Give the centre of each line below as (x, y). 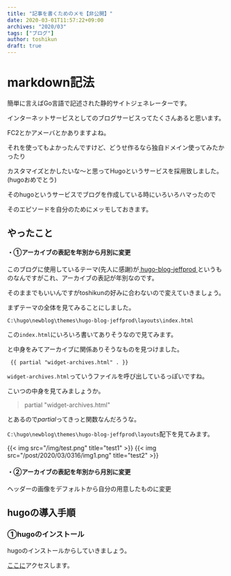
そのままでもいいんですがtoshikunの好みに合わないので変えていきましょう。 (116, 292)
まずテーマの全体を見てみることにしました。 (71, 307)
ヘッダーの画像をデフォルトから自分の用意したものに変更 (89, 488)
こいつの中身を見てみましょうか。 (56, 391)
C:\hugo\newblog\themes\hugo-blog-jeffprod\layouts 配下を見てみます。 (110, 434)
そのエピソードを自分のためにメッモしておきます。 (80, 209)
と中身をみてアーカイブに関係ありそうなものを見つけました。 (95, 349)
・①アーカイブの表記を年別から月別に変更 (69, 252)
